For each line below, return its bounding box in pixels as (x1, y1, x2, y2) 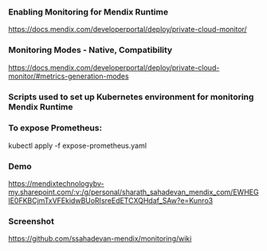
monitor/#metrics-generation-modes (8, 71, 129, 81)
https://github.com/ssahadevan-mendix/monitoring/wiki (8, 234, 192, 244)
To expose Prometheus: (8, 122, 102, 133)
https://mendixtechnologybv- (8, 179, 105, 189)
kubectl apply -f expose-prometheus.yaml (8, 141, 147, 150)
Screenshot (8, 216, 54, 227)
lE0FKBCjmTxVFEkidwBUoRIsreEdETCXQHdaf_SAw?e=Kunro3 (8, 196, 214, 205)
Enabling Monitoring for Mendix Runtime (8, 6, 169, 18)
